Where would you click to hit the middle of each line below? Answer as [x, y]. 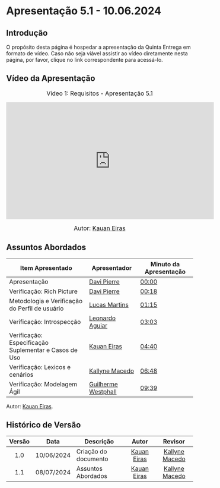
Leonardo [102, 318]
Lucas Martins [109, 304]
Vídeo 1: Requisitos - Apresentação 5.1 [100, 93]
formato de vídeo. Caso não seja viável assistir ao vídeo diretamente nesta [97, 53]
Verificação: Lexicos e [40, 367]
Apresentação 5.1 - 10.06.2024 [84, 11]
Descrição [99, 442]
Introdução [27, 33]
